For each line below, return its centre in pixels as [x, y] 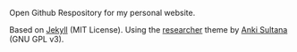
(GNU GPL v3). [37, 39]
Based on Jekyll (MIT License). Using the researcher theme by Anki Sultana [148, 30]
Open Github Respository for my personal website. [102, 13]
